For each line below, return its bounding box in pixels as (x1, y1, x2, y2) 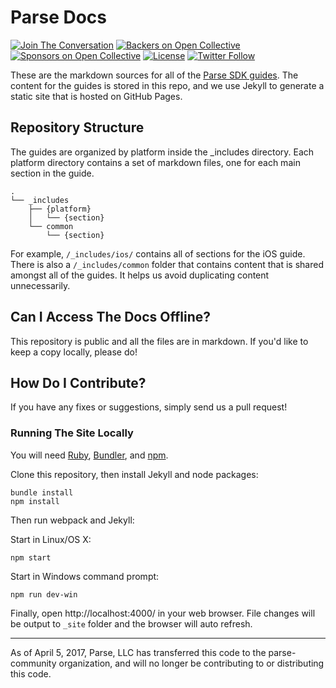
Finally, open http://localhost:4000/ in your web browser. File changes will (10, 607, 316, 619)
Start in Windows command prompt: (10, 570, 160, 582)
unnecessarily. (10, 279, 71, 291)
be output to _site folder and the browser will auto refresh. (10, 617, 253, 630)
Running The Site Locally (10, 426, 134, 440)
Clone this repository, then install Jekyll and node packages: (10, 468, 259, 480)
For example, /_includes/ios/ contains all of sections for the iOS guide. (10, 247, 306, 260)
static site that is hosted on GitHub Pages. (10, 90, 183, 102)
